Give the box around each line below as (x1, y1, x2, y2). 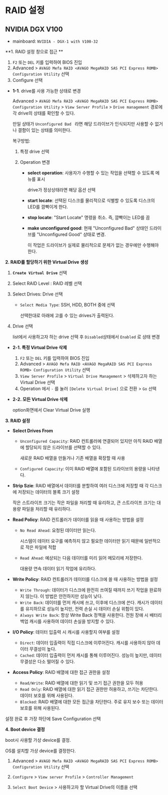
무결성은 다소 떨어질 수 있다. (20, 659, 75, 664)
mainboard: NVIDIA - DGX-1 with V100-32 (12, 38, 98, 44)
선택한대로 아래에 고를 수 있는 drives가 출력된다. (20, 313, 114, 318)
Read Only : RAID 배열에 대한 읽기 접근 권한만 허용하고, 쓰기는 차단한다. (20, 686, 159, 692)
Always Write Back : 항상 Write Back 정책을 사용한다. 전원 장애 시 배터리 (20, 612, 162, 618)
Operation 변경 (20, 159, 50, 165)
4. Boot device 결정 (5, 727, 45, 732)
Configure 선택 (12, 77, 43, 83)
